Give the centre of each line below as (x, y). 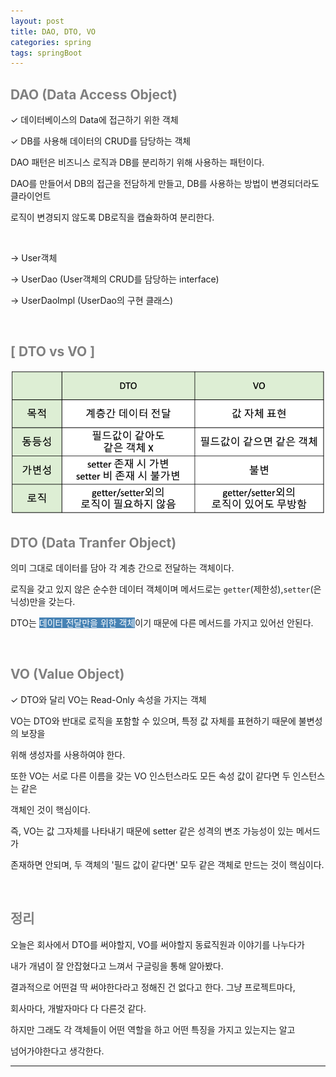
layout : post (37, 21)
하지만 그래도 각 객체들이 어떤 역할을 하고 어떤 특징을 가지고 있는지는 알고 (153, 1029)
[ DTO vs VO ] (53, 351)
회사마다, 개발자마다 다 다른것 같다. (78, 1008)
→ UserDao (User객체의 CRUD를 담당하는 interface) (115, 279)
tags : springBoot (46, 53)
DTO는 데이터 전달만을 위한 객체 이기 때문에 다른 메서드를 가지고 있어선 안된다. (162, 623)
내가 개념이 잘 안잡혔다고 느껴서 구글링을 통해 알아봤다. (117, 966)
